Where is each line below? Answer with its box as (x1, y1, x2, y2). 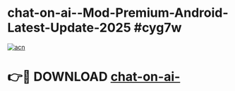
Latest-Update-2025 (7, 20, 132, 36)
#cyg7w (133, 20, 182, 36)
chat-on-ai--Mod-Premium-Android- (7, 5, 229, 21)
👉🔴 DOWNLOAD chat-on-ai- (7, 69, 181, 85)
